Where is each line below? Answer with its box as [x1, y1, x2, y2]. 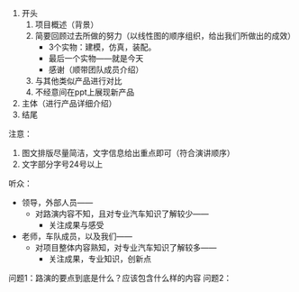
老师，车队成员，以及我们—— [21, 231, 132, 242]
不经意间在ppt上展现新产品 [34, 87, 135, 97]
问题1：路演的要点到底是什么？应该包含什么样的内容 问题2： [8, 273, 232, 283]
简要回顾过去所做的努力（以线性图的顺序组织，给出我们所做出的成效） [34, 31, 296, 41]
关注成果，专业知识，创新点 [48, 253, 152, 264]
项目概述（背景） [34, 19, 99, 30]
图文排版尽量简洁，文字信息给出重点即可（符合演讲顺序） [21, 148, 235, 158]
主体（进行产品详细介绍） [21, 98, 117, 108]
